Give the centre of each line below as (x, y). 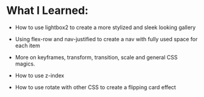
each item (28, 45)
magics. (25, 64)
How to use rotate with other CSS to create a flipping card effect (95, 87)
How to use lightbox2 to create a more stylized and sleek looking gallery (105, 27)
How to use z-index (40, 75)
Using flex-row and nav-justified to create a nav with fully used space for (106, 39)
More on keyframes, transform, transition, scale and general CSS (96, 57)
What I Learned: (47, 11)
